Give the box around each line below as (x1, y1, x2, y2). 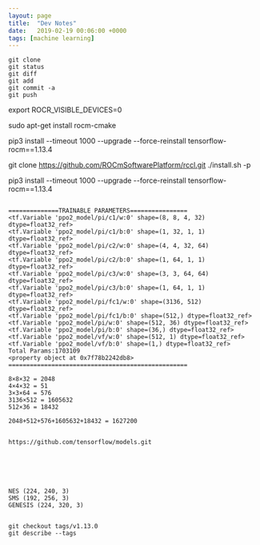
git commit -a (8, 84, 56, 92)
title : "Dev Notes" (8, 19, 78, 27)
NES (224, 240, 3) (8, 487, 70, 495)
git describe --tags (8, 530, 78, 538)
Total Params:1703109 (8, 347, 81, 355)
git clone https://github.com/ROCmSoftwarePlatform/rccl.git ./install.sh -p (8, 160, 251, 170)
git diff (8, 70, 38, 79)
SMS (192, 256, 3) (8, 495, 70, 503)
